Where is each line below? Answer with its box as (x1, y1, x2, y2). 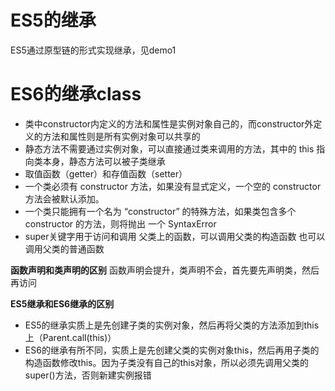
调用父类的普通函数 (24, 242, 105, 255)
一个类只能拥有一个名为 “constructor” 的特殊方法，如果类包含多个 (24, 205, 297, 217)
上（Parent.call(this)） (24, 331, 117, 343)
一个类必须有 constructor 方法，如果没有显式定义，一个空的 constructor (24, 180, 322, 192)
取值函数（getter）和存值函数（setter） (24, 167, 188, 180)
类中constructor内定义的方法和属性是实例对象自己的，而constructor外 (24, 117, 314, 130)
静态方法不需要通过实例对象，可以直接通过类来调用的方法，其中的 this (24, 142, 315, 155)
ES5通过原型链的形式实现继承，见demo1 (10, 44, 177, 56)
